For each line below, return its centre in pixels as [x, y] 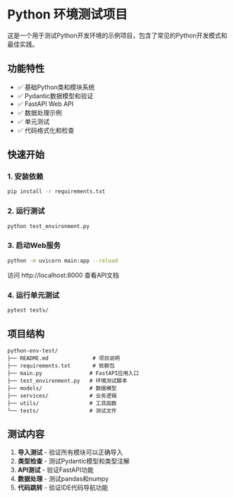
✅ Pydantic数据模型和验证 [55, 95]
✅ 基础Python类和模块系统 [56, 87]
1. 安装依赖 [25, 177]
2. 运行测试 [26, 211]
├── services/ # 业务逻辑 [62, 396]
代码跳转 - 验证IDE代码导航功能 [63, 487]
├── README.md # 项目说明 [64, 358]
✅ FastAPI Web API [45, 104]
